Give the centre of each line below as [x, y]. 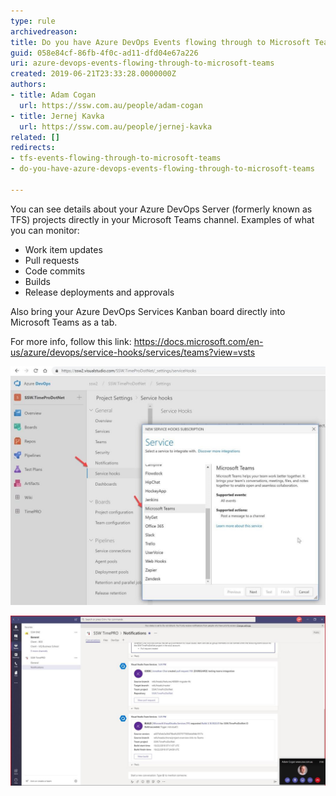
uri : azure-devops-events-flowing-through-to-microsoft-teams [142, 63]
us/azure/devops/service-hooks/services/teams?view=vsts [133, 352]
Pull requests [52, 260]
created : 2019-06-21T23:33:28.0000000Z [93, 74]
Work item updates [63, 249]
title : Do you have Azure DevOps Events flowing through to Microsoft [160, 42]
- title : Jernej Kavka [57, 116]
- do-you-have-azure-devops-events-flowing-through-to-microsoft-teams [162, 169]
